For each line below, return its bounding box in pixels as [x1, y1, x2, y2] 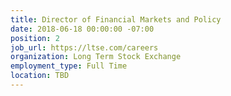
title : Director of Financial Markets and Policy [10, 14, 222, 25]
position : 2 [10, 33, 60, 43]
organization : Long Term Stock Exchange [10, 52, 182, 62]
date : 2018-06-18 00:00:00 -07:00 [10, 24, 155, 34]
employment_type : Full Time [10, 61, 128, 71]
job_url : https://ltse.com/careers [10, 42, 159, 53]
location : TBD [10, 71, 70, 81]
